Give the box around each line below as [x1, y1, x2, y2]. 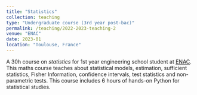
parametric [6, 77, 33, 84]
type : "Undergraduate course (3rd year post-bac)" [6, 20, 135, 26]
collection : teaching [6, 14, 60, 20]
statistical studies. [6, 83, 51, 90]
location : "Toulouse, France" [6, 42, 82, 48]
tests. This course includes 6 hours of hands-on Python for [34, 77, 180, 84]
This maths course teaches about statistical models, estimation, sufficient [6, 64, 187, 71]
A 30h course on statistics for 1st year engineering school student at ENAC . [6, 58, 192, 65]
